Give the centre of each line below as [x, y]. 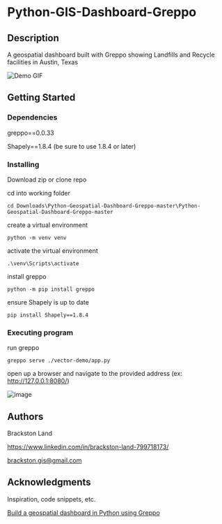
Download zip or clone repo [47, 180]
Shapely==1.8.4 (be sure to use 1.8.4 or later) [72, 146]
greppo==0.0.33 [31, 133]
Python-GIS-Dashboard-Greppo [102, 12]
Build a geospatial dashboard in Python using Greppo [84, 512]
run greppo [23, 348]
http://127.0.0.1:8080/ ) [38, 381]
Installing [23, 164]
